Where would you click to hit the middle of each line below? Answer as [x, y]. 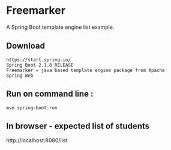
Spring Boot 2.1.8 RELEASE [40, 65]
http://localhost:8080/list [37, 140]
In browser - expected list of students [78, 126]
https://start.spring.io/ [38, 60]
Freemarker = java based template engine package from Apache [85, 70]
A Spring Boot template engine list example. [60, 27]
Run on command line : [50, 94]
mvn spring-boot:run [32, 108]
